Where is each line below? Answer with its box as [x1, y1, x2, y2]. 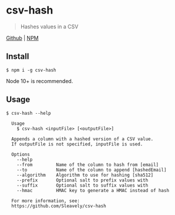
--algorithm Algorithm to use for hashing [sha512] [16, 172, 154, 178]
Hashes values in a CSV [20, 23, 79, 30]
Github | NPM [6, 34, 39, 41]
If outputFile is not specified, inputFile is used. [11, 141, 143, 147]
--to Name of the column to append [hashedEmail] [16, 167, 167, 173]
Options [11, 151, 31, 157]
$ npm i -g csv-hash [6, 67, 57, 73]
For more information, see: [11, 198, 80, 204]
